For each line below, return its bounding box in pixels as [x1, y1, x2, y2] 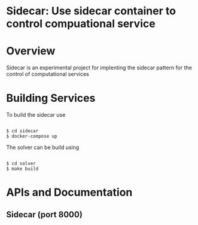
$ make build [6, 166, 39, 172]
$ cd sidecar [6, 128, 39, 134]
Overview [6, 44, 56, 58]
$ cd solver [6, 160, 36, 167]
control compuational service [6, 17, 156, 31]
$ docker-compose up [6, 133, 58, 139]
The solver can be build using [6, 144, 80, 151]
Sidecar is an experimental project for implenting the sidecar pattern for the [6, 64, 193, 71]
